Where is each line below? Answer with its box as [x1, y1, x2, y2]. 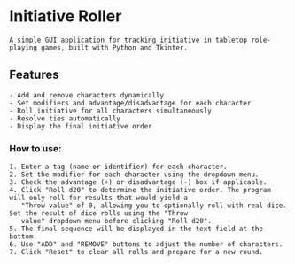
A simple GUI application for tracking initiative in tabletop [9, 35, 248, 44]
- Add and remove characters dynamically [9, 90, 165, 99]
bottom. [9, 232, 38, 241]
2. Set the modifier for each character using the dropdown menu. [9, 170, 260, 179]
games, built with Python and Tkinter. [41, 43, 189, 52]
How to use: [9, 142, 62, 154]
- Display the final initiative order [9, 121, 152, 130]
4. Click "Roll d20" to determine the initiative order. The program [9, 186, 272, 195]
